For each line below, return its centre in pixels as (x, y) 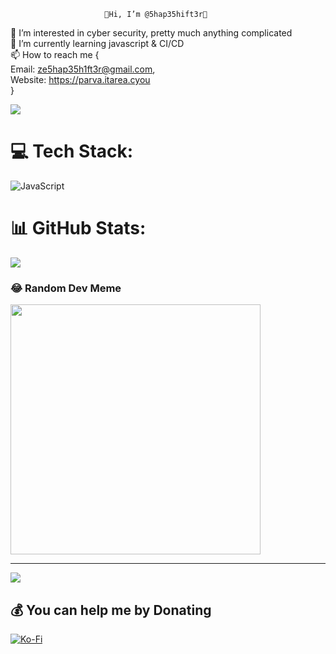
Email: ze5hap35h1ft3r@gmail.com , (83, 69)
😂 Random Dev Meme (66, 288)
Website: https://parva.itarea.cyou (80, 79)
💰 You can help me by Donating (111, 610)
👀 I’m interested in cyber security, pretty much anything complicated (151, 33)
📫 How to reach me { (55, 54)
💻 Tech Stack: (72, 151)
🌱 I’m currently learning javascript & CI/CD (97, 43)
